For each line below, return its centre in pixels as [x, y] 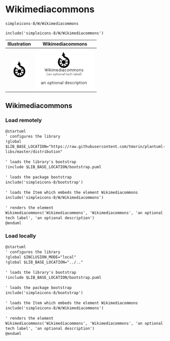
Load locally [21, 235]
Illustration [19, 44]
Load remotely [24, 120]
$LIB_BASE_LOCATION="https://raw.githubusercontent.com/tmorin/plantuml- [86, 146]
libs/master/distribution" [34, 151]
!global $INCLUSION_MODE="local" [41, 257]
